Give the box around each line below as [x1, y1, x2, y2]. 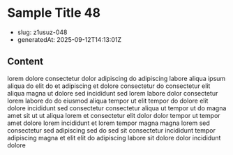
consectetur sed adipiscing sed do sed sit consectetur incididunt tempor [7, 126, 216, 134]
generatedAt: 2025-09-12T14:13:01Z [17, 35, 122, 43]
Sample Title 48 [7, 5, 101, 21]
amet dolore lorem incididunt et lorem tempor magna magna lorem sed [7, 119, 211, 127]
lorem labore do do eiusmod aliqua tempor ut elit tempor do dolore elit [7, 96, 209, 105]
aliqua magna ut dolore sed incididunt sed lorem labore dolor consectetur [7, 89, 218, 97]
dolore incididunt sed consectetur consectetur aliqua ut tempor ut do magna [7, 103, 227, 112]
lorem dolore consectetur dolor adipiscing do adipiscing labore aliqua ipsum [7, 74, 226, 82]
